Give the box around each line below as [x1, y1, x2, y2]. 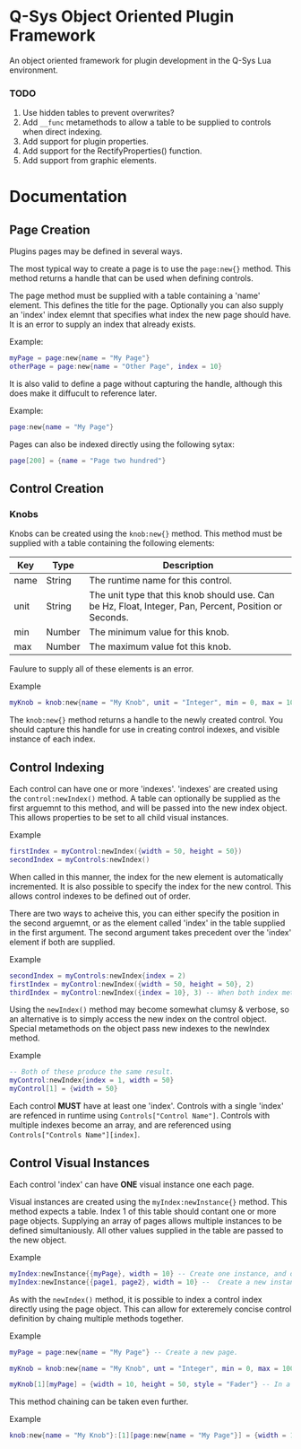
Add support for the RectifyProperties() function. [21, 145, 202, 156]
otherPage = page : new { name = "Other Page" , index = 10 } [9, 362, 222, 372]
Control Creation [9, 481, 105, 496]
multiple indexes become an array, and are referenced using [9, 1120, 231, 1130]
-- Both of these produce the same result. [9, 1067, 175, 1076]
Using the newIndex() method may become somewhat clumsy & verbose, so [9, 1004, 289, 1015]
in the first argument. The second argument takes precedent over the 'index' [9, 926, 292, 937]
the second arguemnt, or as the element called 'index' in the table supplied [9, 918, 286, 928]
